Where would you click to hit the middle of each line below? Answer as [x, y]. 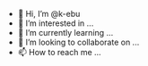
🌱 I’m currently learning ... [65, 33]
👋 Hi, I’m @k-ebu [49, 14]
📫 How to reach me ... [59, 52]
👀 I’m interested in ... [56, 23]
